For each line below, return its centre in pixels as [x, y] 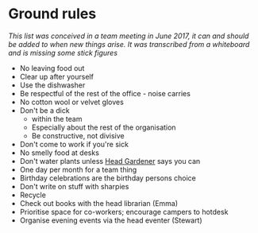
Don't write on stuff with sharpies [74, 186]
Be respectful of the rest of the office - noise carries [105, 93]
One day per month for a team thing [78, 169]
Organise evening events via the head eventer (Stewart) [111, 220]
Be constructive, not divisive [78, 135]
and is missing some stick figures [63, 52]
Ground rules [52, 14]
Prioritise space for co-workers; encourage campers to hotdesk [124, 212]
